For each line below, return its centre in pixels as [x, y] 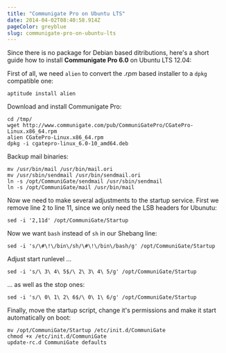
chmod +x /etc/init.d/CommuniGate [57, 337]
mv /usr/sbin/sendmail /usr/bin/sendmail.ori [74, 175]
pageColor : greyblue [37, 26]
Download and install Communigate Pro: [64, 107]
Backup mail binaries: [38, 156]
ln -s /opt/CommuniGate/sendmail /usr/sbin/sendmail [85, 181]
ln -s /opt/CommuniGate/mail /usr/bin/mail [71, 188]
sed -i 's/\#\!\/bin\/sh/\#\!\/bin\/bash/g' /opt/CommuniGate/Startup [111, 246]
